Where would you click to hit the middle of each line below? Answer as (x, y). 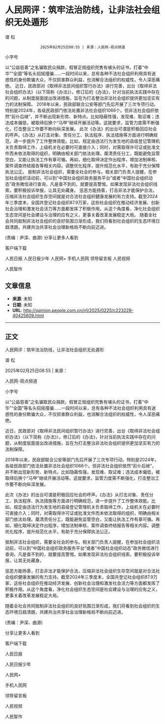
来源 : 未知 (22, 298)
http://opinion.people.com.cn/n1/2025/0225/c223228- (79, 310)
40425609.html (28, 316)
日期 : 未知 (22, 305)
